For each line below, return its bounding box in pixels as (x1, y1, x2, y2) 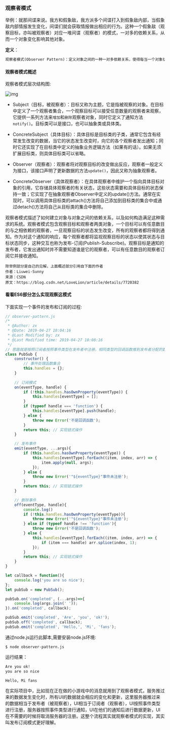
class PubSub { (5, 352, 37, 357)
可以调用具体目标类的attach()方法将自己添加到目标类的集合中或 (26, 197, 158, 204)
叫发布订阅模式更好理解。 (5, 719, 59, 725)
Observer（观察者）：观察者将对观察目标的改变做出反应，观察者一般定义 (12, 161, 163, 167)
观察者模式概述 (5, 69, 36, 75)
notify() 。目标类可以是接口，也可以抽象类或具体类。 (12, 120, 124, 127)
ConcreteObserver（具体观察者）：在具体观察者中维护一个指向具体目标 (12, 178, 160, 185)
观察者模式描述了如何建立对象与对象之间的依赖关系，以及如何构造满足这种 (5, 215, 160, 221)
